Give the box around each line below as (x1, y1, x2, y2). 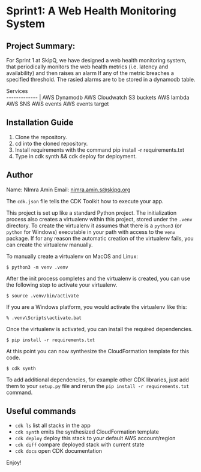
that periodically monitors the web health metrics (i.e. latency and (6, 63, 169, 70)
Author (6, 170, 33, 181)
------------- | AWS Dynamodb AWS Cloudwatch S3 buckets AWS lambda (6, 94, 190, 101)
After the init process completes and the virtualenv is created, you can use (6, 275, 191, 282)
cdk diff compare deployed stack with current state (14, 441, 145, 448)
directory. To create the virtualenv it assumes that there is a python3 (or (6, 222, 182, 229)
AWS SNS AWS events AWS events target (6, 100, 109, 107)
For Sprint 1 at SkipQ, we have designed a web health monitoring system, (6, 57, 187, 64)
